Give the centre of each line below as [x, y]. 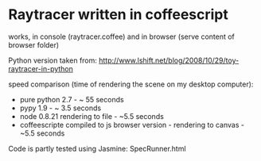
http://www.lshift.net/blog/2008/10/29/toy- [169, 60]
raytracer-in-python [41, 68]
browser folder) [34, 44]
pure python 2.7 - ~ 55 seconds [72, 99]
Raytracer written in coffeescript [119, 15]
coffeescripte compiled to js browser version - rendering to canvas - [132, 125]
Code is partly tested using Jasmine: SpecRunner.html [97, 148]
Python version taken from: [53, 60]
